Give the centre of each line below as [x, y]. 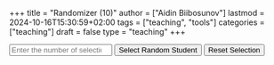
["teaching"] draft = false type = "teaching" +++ [97, 32]
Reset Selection [234, 50]
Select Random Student [158, 50]
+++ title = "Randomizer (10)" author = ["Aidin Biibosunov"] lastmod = [137, 13]
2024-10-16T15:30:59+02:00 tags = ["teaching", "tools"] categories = [137, 22]
